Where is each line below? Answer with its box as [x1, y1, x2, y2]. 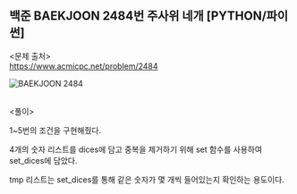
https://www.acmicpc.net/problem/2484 [9, 61, 158, 72]
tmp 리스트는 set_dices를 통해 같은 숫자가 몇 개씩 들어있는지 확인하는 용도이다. [9, 173, 284, 185]
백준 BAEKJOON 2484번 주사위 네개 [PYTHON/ [9, 8, 267, 24]
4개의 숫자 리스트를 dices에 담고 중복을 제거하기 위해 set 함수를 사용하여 [9, 144, 262, 155]
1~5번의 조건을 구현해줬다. [9, 124, 101, 136]
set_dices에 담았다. [9, 155, 78, 165]
